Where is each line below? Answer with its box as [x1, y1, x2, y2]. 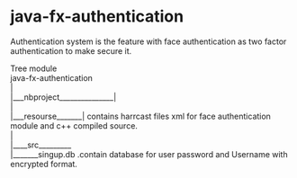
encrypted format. [10, 158, 77, 169]
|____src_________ [10, 139, 72, 150]
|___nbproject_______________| [10, 92, 117, 102]
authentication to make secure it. [10, 45, 132, 56]
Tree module [10, 63, 58, 74]
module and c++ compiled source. [10, 120, 139, 131]
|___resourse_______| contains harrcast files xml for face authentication [10, 111, 271, 121]
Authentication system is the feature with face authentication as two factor [10, 36, 287, 47]
